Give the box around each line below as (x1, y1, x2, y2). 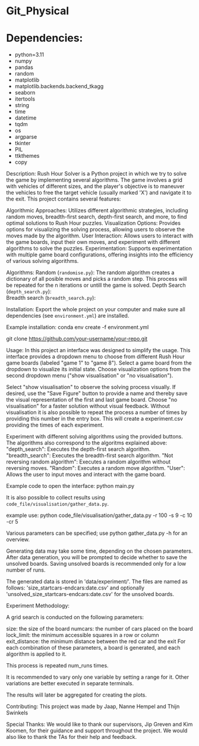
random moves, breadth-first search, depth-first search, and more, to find (6, 213, 187, 221)
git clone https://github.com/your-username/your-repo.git (6, 335, 148, 343)
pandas (14, 64, 34, 71)
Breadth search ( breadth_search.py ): (6, 294, 96, 302)
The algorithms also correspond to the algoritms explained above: (6, 439, 168, 447)
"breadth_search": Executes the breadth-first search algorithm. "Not (6, 452, 173, 459)
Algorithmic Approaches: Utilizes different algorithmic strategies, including (6, 207, 188, 214)
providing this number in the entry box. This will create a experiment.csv (6, 415, 183, 422)
